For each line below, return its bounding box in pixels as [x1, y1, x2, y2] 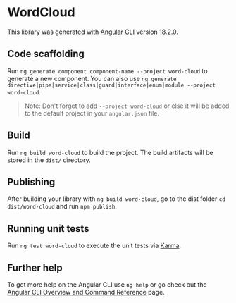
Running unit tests [7, 223, 89, 235]
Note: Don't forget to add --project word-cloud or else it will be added [24, 101, 230, 110]
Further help [7, 261, 63, 273]
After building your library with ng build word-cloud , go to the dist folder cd [7, 194, 225, 203]
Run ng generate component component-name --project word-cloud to [7, 66, 208, 75]
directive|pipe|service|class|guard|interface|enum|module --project [7, 82, 216, 89]
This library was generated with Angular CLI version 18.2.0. [7, 27, 178, 36]
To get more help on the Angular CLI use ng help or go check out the [7, 280, 207, 289]
